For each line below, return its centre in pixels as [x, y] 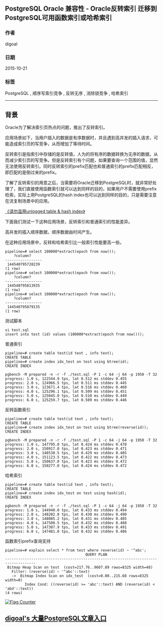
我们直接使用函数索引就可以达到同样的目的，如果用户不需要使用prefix [87, 189]
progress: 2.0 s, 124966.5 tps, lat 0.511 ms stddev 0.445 [66, 383]
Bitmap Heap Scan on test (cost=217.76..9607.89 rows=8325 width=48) [80, 568]
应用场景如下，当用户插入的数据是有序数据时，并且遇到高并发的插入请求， [79, 138]
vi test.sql [17, 330]
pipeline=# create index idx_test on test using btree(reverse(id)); [77, 427]
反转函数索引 [18, 410]
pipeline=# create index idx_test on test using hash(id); [66, 493]
